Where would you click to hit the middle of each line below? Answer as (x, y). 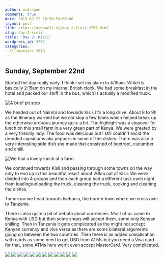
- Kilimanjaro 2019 (25, 51)
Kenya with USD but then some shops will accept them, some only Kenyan (80, 219)
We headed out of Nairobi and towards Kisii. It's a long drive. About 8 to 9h (81, 112)
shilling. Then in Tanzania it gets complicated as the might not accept (75, 224)
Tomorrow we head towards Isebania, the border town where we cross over (82, 199)
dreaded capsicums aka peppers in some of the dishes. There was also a (79, 139)
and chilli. (15, 149)
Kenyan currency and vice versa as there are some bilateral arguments (77, 229)
